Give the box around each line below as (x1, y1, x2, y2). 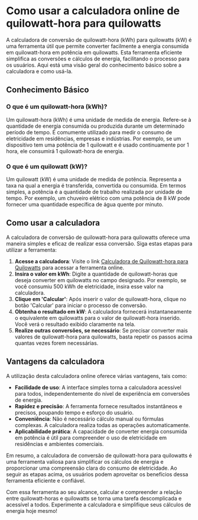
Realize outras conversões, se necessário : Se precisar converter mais (14, 327, 188, 334)
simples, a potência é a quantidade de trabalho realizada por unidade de (6, 188, 183, 195)
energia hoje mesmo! (6, 507, 58, 514)
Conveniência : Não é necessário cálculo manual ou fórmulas (14, 415, 164, 422)
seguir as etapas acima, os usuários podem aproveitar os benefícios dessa (6, 470, 189, 477)
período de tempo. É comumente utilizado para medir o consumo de (6, 128, 173, 135)
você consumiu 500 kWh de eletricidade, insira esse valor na (14, 283, 164, 290)
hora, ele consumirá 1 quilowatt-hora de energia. (6, 147, 124, 154)
